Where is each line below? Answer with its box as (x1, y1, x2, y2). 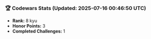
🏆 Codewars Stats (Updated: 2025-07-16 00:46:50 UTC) (5, 4, 146, 11)
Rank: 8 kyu (12, 18, 37, 24)
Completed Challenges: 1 (12, 28, 65, 34)
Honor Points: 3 (12, 23, 46, 29)
